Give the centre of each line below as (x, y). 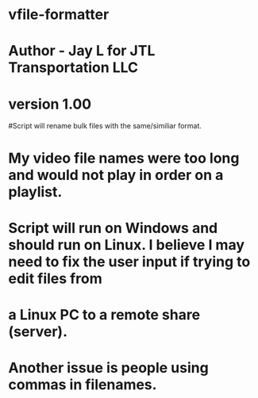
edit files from (55, 278)
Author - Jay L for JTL (82, 51)
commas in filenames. (83, 385)
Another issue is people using (108, 368)
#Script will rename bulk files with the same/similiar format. (105, 126)
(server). (38, 331)
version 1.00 (50, 104)
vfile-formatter (59, 15)
